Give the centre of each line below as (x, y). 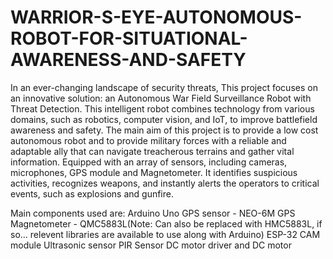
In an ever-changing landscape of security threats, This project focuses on (164, 87)
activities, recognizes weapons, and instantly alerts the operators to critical (165, 183)
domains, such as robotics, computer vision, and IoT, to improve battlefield (164, 119)
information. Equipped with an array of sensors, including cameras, (149, 162)
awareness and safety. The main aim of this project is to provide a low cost (164, 130)
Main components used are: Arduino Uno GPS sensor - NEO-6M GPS (153, 213)
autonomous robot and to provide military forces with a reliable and (148, 140)
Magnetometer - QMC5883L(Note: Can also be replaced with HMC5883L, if (166, 223)
